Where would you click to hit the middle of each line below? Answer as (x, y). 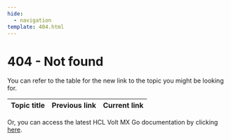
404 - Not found (55, 61)
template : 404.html (36, 27)
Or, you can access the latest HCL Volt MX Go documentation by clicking (113, 122)
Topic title (28, 106)
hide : (15, 14)
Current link (123, 106)
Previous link (74, 106)
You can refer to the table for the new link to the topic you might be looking (115, 80)
